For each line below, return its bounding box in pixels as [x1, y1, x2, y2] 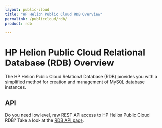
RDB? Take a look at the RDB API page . [5, 117, 84, 123]
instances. [5, 84, 26, 90]
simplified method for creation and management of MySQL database [5, 79, 145, 85]
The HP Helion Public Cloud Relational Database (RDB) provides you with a [5, 74, 157, 80]
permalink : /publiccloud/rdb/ [5, 16, 68, 21]
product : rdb [5, 21, 32, 26]
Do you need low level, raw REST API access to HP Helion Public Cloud [5, 112, 150, 118]
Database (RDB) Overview [5, 58, 115, 68]
